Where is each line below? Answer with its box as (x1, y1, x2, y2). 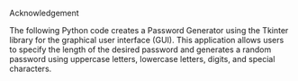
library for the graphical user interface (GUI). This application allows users (9, 35, 284, 45)
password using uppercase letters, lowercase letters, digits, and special (9, 54, 275, 64)
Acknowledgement (9, 8, 79, 18)
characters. (9, 63, 52, 74)
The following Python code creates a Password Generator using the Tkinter (9, 25, 289, 35)
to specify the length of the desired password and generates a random (9, 44, 272, 55)
